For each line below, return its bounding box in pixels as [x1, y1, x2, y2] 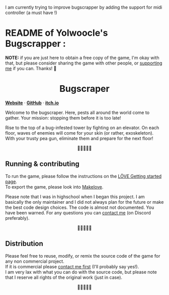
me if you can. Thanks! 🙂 [5, 65, 57, 71]
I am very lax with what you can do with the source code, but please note [5, 269, 157, 275]
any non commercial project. [5, 258, 64, 264]
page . [5, 179, 18, 185]
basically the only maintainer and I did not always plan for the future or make [5, 199, 164, 205]
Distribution [5, 240, 44, 248]
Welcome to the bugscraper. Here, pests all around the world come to [5, 109, 150, 115]
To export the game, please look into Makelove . [5, 184, 104, 190]
